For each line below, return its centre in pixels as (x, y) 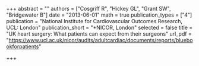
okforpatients (23, 46)
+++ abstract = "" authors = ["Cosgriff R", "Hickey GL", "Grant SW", (89, 9)
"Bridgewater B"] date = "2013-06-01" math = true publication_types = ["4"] (99, 15)
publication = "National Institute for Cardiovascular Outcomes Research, (94, 21)
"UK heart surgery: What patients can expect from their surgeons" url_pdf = (99, 34)
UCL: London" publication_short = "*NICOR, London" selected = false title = (99, 27)
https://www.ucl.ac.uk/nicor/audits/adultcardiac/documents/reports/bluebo (101, 40)
